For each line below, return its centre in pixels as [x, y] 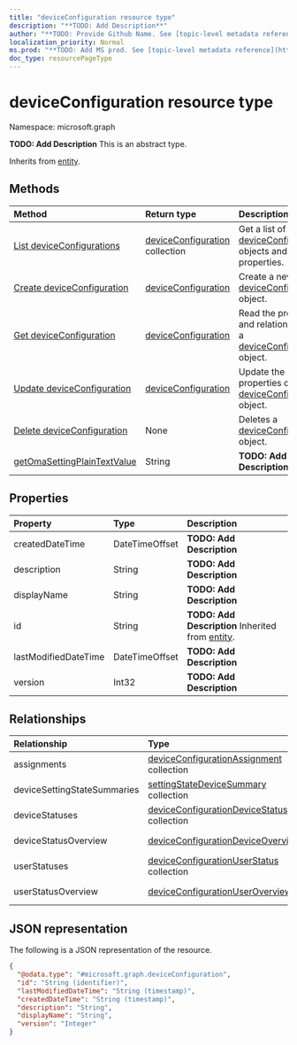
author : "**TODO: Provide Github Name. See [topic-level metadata [134, 34]
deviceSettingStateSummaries [76, 790]
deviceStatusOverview [61, 840]
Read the [257, 313]
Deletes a [258, 419]
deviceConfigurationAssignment [215, 759]
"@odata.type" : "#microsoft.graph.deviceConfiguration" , [124, 975]
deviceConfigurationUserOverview [220, 892]
